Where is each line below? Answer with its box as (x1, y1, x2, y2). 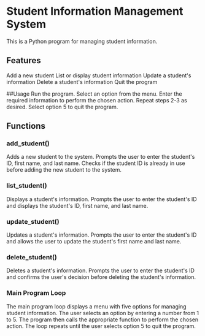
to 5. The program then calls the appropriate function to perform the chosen (6, 316, 199, 323)
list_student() (6, 181, 47, 190)
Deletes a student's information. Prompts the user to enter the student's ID (6, 267, 195, 274)
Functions (6, 121, 46, 131)
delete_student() (6, 253, 57, 261)
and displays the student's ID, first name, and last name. (6, 202, 149, 209)
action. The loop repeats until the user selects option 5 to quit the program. (6, 322, 196, 329)
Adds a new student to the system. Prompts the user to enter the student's (6, 153, 195, 161)
